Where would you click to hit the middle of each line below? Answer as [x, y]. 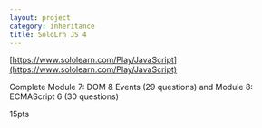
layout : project [40, 18]
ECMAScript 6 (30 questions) [64, 96]
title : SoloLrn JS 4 [49, 34]
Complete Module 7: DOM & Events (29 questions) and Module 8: [131, 87]
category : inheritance [52, 26]
